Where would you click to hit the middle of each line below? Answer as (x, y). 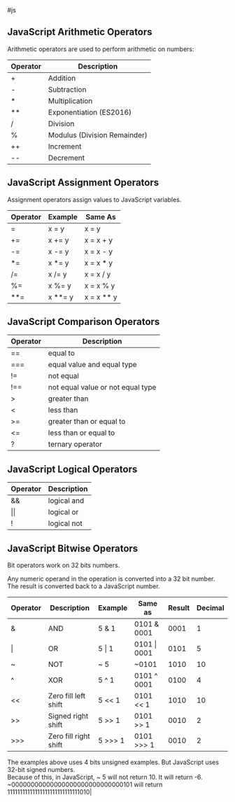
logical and (66, 501)
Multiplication (70, 101)
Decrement (66, 158)
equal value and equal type (93, 365)
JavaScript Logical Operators (72, 469)
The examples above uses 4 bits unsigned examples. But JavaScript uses (113, 762)
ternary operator (75, 444)
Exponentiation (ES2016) (90, 112)
